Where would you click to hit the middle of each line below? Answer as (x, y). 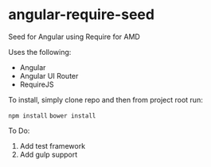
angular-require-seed (82, 15)
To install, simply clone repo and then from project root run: (105, 99)
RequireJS (37, 84)
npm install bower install (52, 116)
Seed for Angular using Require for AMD (74, 37)
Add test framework (53, 146)
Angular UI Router (49, 76)
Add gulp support (49, 154)
